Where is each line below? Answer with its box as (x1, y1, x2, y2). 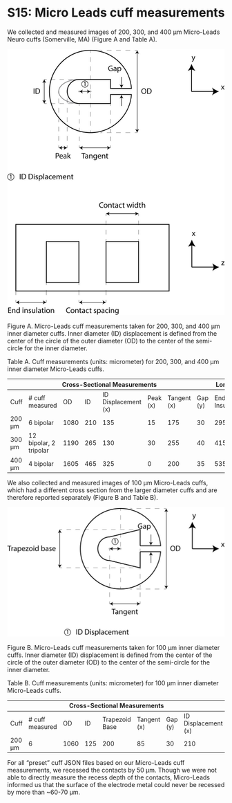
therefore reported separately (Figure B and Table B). (7, 494, 159, 502)
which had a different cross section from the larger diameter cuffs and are (7, 486, 217, 494)
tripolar (28, 446, 50, 455)
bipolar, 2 (28, 439, 56, 447)
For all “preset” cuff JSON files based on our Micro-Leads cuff (7, 759, 185, 767)
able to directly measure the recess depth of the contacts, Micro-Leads (7, 773, 211, 782)
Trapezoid (102, 715, 131, 724)
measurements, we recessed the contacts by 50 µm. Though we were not (7, 766, 217, 775)
